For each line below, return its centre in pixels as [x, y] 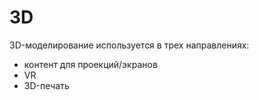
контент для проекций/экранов [90, 64]
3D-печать [46, 85]
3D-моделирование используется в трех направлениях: [129, 45]
